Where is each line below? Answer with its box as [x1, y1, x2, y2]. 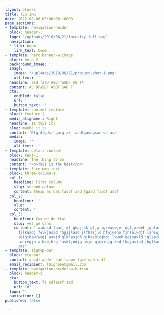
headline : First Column [14, 180, 62, 185]
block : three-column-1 [9, 171, 56, 176]
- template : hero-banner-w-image [5, 52, 73, 58]
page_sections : [5, 21, 36, 26]
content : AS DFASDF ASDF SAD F [9, 84, 73, 90]
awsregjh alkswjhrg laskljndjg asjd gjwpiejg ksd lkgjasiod [18, 239, 143, 244]
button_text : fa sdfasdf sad [14, 280, 73, 285]
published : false [5, 298, 41, 303]
